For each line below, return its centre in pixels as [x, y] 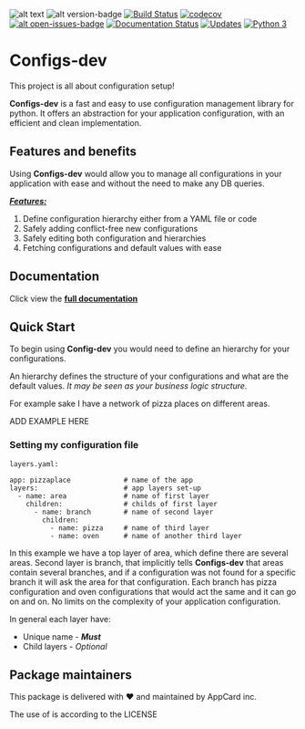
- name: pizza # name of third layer [129, 528]
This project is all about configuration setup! [92, 86]
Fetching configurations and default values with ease [122, 247]
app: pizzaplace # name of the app [102, 480]
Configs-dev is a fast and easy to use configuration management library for [152, 103]
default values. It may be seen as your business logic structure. [128, 386]
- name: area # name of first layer [113, 496]
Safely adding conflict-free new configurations [110, 228]
